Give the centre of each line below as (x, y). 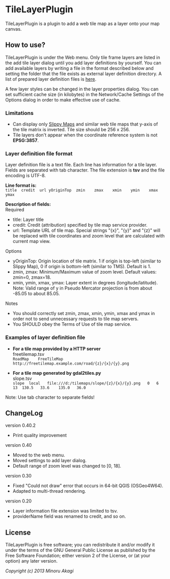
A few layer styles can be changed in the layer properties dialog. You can (82, 89)
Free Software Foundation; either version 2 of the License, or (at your (78, 556)
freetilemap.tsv (29, 354)
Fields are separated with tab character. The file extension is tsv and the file (85, 170)
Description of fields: (28, 204)
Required (15, 210)
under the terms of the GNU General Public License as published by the (80, 550)
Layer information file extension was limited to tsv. (65, 511)
